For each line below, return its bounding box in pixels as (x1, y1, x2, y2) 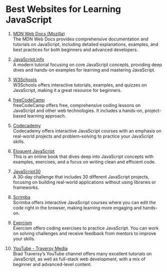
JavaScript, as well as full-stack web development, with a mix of (12, 256, 145, 262)
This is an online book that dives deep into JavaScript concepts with (12, 153, 154, 159)
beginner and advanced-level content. (12, 261, 92, 267)
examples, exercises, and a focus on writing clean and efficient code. (12, 158, 156, 164)
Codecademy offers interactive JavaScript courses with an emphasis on (12, 127, 161, 133)
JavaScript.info (12, 56, 44, 62)
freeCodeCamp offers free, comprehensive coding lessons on (12, 102, 141, 108)
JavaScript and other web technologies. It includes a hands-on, (12, 107, 144, 113)
